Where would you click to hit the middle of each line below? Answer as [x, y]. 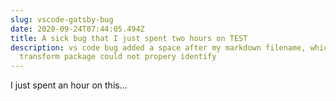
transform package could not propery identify [118, 57]
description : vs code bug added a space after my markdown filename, [158, 47]
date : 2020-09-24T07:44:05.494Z [77, 29]
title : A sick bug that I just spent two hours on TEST [129, 38]
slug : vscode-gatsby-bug [62, 19]
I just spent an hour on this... [69, 85]
